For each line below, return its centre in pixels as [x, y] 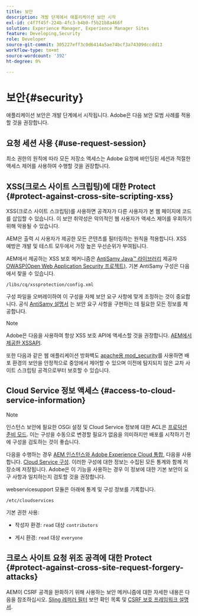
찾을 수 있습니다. [36, 274]
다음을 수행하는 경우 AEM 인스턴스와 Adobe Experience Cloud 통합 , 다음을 [93, 454]
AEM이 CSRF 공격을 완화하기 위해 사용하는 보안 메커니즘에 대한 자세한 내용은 [95, 592]
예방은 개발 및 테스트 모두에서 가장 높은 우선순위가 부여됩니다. [77, 246]
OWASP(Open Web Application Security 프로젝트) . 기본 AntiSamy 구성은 [92, 266]
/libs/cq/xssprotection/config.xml [50, 285]
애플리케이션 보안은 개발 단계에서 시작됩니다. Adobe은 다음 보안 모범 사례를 [93, 115]
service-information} [46, 400]
